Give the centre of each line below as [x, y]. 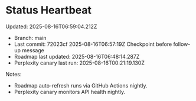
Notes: [14, 74]
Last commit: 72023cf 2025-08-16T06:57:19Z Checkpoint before [93, 44]
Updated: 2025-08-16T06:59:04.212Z [51, 26]
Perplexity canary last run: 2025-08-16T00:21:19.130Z [79, 63]
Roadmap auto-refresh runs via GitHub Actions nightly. [81, 85]
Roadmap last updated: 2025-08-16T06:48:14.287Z [77, 56]
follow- [182, 44]
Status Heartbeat [49, 10]
